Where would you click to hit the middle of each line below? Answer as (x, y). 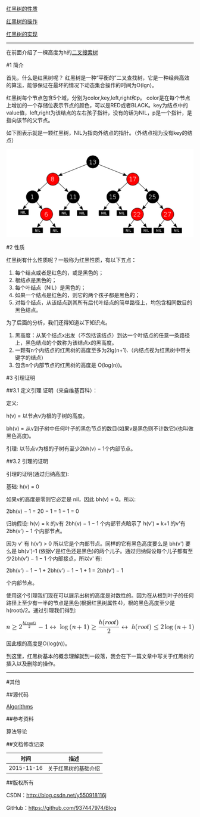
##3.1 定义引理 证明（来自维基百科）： (52, 391)
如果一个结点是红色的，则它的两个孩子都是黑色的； (77, 295)
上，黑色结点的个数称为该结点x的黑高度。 (66, 343)
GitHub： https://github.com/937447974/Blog (62, 808)
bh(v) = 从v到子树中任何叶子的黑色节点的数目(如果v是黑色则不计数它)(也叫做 (100, 429)
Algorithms (20, 707)
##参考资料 (20, 719)
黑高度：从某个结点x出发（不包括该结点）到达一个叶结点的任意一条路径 (102, 335)
